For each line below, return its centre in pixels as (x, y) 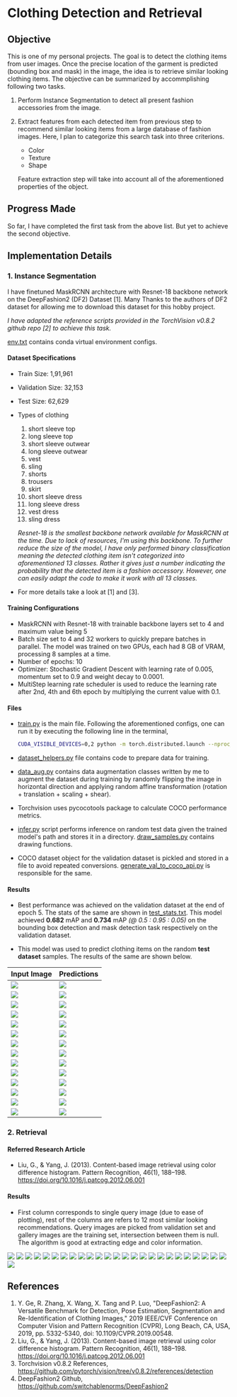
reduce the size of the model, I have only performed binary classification (124, 548)
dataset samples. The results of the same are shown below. (105, 956)
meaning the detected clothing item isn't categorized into (101, 556)
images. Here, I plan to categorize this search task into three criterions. (121, 137)
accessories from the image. (59, 107)
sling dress (44, 519)
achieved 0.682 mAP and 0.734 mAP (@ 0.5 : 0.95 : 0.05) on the (112, 920)
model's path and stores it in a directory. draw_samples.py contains (116, 836)
